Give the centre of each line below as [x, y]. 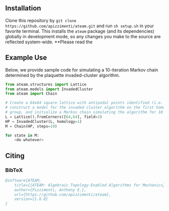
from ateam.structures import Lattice [46, 84]
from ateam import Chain [31, 94]
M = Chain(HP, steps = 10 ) [31, 126]
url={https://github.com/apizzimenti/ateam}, [63, 194]
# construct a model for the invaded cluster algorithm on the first [80, 108]
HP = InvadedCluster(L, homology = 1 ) [44, 121]
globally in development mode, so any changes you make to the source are [83, 36]
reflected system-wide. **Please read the [49, 42]
